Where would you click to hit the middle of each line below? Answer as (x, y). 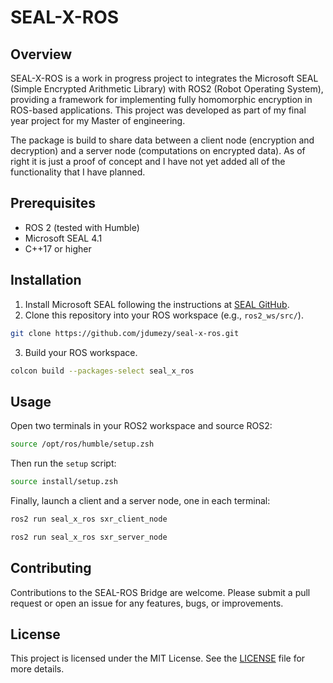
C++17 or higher (58, 248)
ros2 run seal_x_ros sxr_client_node (89, 519)
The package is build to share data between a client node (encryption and (162, 140)
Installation (46, 280)
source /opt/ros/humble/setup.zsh (82, 444)
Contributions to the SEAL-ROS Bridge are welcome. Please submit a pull (160, 592)
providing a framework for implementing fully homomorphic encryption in (161, 99)
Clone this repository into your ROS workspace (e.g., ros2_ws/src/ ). (164, 315)
